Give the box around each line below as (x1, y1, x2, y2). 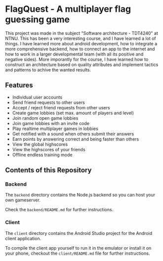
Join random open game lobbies (12, 115, 79, 121)
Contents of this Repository (5, 166, 92, 174)
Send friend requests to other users (12, 99, 85, 105)
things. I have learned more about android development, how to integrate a (5, 40, 158, 46)
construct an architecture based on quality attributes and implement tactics (5, 62, 159, 67)
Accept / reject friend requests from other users (12, 104, 110, 110)
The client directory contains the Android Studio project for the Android (5, 230, 153, 236)
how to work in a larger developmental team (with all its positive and (5, 51, 144, 57)
